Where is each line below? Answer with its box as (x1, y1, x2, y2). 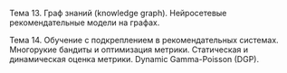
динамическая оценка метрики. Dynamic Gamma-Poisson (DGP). (9, 54, 260, 64)
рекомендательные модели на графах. (9, 17, 160, 28)
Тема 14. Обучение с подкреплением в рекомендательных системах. (9, 35, 279, 45)
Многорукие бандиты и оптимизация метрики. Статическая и (9, 44, 249, 55)
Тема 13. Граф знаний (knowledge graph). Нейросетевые (9, 8, 227, 18)
